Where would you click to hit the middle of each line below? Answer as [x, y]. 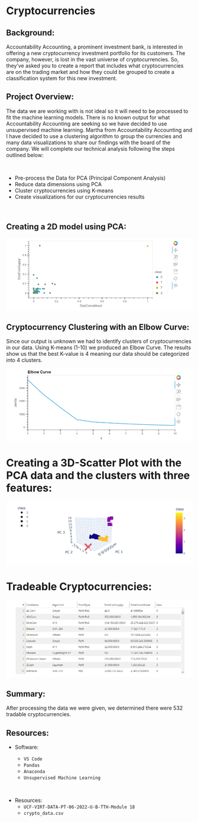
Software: [27, 747]
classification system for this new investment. [62, 78]
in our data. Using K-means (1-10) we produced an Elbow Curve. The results [98, 347]
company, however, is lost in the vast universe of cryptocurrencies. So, [92, 59]
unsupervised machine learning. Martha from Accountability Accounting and [99, 130]
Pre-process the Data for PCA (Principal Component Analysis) [90, 178]
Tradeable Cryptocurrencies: [79, 587]
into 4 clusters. [24, 360]
